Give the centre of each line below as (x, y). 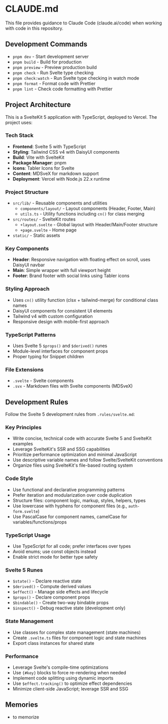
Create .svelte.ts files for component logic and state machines (79, 638)
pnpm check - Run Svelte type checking (53, 73)
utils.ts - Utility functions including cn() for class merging (82, 214)
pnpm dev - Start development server (51, 56)
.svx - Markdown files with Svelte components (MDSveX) (73, 386)
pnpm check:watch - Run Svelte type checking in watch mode (76, 78)
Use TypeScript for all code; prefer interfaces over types (72, 546)
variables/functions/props (40, 522)
